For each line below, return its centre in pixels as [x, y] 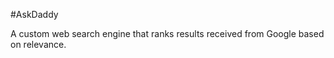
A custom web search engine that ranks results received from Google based [167, 33]
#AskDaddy [34, 14]
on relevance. [38, 44]
